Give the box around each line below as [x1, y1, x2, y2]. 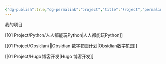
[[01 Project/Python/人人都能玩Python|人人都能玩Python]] [5, 32, 123, 38]
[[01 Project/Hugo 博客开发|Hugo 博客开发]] [5, 53, 94, 59]
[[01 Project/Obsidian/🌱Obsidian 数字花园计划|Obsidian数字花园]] [5, 43, 137, 49]
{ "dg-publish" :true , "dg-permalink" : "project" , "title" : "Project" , [5, 7, 142, 12]
